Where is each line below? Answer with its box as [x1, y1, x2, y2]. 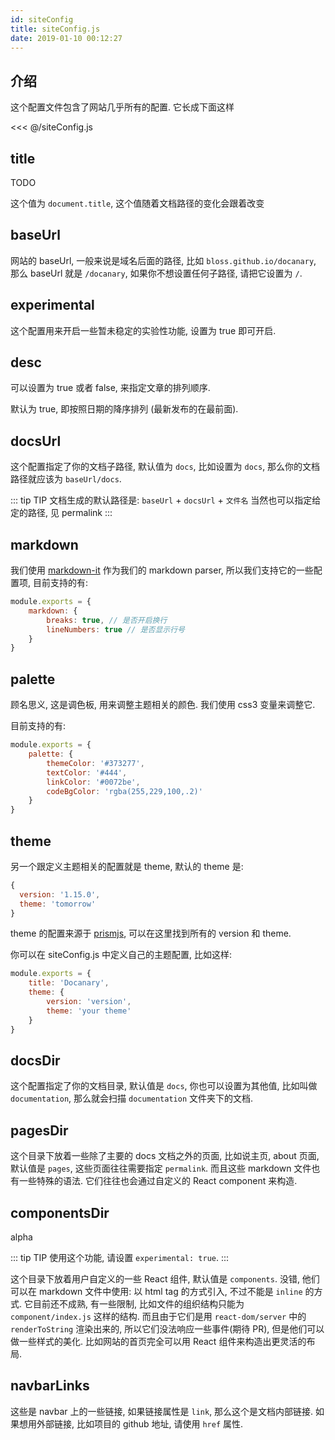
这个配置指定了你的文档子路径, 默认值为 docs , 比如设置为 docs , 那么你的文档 [10, 461, 321, 473]
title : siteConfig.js [10, 24, 101, 34]
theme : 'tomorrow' [19, 899, 97, 909]
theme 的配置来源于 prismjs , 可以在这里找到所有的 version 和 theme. [10, 927, 292, 940]
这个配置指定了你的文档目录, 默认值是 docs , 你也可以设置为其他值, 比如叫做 [10, 1080, 318, 1092]
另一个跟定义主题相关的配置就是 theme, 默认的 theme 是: [10, 860, 244, 872]
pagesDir [10, 1122, 69, 1139]
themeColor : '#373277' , [46, 758, 145, 768]
